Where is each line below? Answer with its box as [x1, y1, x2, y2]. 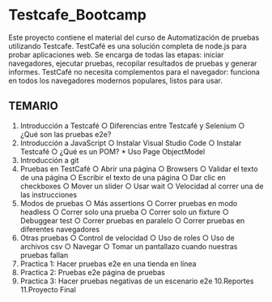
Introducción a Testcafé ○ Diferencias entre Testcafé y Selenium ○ [19, 120, 245, 131]
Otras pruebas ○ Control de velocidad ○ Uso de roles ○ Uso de [19, 233, 235, 243]
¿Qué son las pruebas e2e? [19, 129, 112, 139]
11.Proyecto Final [19, 284, 77, 294]
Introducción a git [19, 155, 79, 165]
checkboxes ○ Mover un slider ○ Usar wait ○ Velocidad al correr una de [19, 181, 264, 191]
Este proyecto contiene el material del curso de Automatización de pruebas [8, 32, 260, 42]
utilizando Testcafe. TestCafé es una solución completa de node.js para [8, 41, 247, 50]
